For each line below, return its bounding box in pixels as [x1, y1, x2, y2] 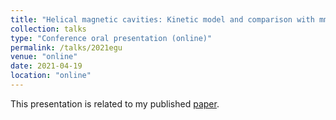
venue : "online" [10, 52, 78, 62]
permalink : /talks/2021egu [10, 42, 123, 53]
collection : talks [10, 24, 87, 34]
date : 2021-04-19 [10, 61, 83, 71]
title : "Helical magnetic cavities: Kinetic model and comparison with [10, 14, 315, 25]
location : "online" [10, 71, 92, 81]
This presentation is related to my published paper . [10, 97, 220, 110]
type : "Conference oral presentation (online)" [10, 33, 213, 43]
